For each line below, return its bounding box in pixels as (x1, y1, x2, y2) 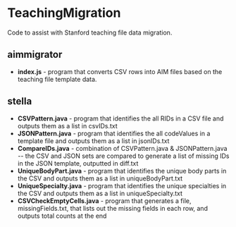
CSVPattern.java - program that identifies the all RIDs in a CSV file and (17, 114, 224, 123)
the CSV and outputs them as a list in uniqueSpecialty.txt (17, 189, 183, 197)
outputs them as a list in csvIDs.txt (17, 121, 118, 130)
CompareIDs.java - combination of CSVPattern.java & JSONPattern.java (17, 144, 228, 152)
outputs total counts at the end (17, 211, 107, 220)
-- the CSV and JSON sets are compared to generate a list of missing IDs (17, 152, 230, 160)
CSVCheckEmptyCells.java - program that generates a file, (17, 196, 192, 205)
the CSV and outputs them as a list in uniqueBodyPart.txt (17, 174, 183, 183)
